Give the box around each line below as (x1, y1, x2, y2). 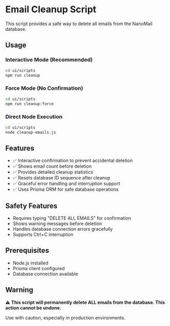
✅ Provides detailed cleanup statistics (12, 169, 93, 175)
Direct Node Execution (5, 113, 63, 120)
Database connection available (12, 271, 79, 277)
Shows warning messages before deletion (12, 220, 102, 227)
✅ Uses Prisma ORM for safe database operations (12, 186, 119, 193)
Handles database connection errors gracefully (12, 226, 113, 232)
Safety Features (5, 201, 58, 210)
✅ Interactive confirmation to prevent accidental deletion (12, 157, 133, 164)
